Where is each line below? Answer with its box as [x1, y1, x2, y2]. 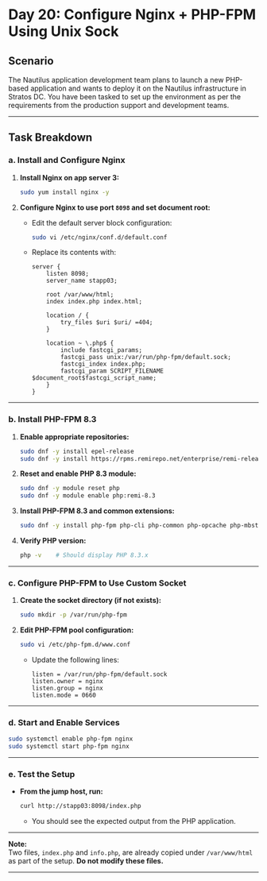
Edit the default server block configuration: [31, 218, 172, 227]
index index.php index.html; [46, 298, 143, 306]
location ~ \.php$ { [46, 339, 114, 347]
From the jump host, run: [19, 786, 103, 796]
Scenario [8, 54, 54, 68]
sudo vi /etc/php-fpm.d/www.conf [19, 641, 131, 649]
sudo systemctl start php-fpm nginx [8, 743, 130, 751]
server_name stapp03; [46, 276, 118, 285]
